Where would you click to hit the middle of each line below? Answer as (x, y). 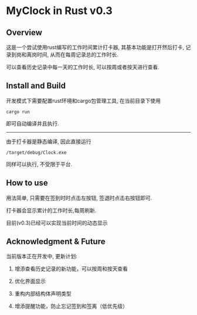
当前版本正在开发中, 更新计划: (42, 256)
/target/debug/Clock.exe (36, 153)
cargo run (18, 112)
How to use (27, 183)
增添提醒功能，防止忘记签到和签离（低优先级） (71, 306)
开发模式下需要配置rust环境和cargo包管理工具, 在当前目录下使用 (84, 100)
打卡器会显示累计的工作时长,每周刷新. (51, 210)
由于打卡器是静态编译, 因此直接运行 (49, 141)
